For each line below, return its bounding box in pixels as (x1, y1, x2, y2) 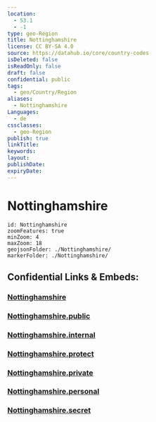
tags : (7, 82, 23, 89)
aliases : (7, 96, 33, 103)
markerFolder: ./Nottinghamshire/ (7, 252, 109, 259)
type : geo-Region (7, 30, 58, 37)
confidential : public (7, 75, 71, 83)
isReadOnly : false (7, 63, 61, 70)
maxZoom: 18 (7, 240, 42, 247)
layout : (7, 154, 30, 162)
